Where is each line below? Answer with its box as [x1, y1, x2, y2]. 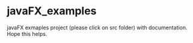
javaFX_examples [7, 4, 97, 18]
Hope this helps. [7, 30, 47, 37]
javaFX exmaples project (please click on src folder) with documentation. [7, 24, 188, 31]
